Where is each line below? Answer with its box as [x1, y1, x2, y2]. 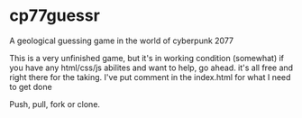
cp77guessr [9, 5, 101, 26]
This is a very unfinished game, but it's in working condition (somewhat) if [9, 52, 285, 63]
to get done [9, 81, 52, 92]
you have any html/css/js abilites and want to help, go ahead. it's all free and [9, 62, 294, 73]
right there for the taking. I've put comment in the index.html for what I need [9, 71, 291, 82]
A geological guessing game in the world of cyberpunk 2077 [9, 35, 234, 46]
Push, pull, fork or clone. [9, 98, 101, 109]
